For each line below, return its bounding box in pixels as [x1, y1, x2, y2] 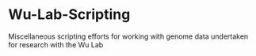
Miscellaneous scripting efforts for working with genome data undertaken [8, 32, 249, 41]
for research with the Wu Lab [8, 39, 104, 49]
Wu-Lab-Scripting [8, 6, 131, 24]
